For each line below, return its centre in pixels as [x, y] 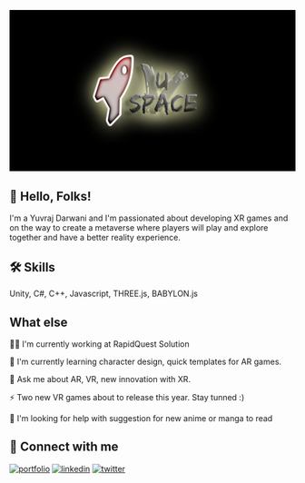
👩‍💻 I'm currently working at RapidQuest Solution [99, 344]
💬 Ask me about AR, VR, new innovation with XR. [100, 379]
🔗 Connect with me [64, 447]
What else [39, 322]
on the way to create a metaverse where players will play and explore [139, 228]
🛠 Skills [33, 267]
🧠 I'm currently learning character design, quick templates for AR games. [146, 361]
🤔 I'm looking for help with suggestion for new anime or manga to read [141, 418]
